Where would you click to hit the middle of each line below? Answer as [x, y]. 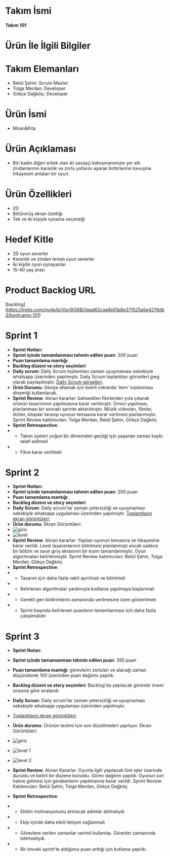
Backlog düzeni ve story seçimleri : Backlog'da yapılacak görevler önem [88, 685]
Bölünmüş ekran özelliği [37, 214]
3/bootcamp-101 [22, 315]
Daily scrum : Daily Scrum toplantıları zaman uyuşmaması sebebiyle [83, 371]
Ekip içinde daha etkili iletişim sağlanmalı [62, 822]
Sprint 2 [22, 472]
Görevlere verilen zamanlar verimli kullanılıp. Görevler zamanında [88, 833]
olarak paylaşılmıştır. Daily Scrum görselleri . [58, 382]
